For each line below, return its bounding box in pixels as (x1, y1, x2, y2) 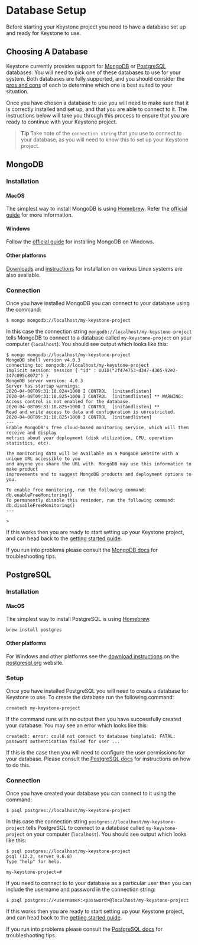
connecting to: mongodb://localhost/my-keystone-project (6, 362, 150, 368)
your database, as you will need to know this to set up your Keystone (20, 136, 189, 143)
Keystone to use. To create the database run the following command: (6, 693, 174, 700)
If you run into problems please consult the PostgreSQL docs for (6, 925, 163, 933)
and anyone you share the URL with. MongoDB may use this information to (6, 461, 192, 467)
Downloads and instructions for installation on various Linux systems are (6, 265, 183, 272)
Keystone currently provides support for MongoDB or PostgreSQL (6, 62, 167, 69)
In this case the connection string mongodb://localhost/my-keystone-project (6, 328, 192, 335)
